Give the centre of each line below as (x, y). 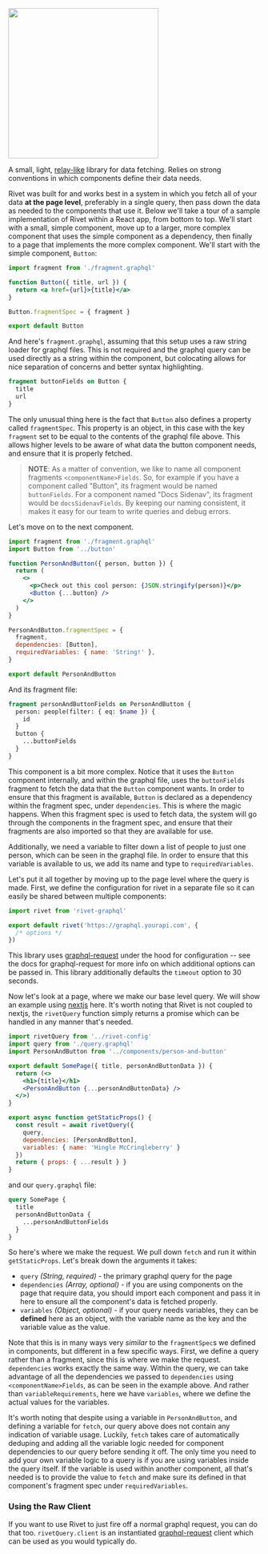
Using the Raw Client (50, 1507)
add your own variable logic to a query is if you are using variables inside (129, 1460)
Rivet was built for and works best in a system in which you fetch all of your (133, 194)
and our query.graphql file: (52, 1185)
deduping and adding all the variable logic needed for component (116, 1444)
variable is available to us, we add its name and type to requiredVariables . (131, 863)
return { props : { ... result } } (71, 1162)
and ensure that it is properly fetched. (70, 453)
